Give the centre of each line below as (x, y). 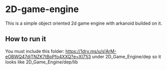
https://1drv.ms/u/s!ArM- (91, 51)
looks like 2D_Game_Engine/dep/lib (41, 62)
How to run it (26, 39)
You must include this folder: (35, 51)
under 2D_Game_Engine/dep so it (127, 56)
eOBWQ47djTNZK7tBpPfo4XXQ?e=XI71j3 (48, 56)
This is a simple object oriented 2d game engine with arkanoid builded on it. (84, 23)
